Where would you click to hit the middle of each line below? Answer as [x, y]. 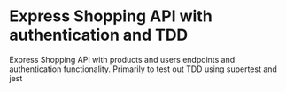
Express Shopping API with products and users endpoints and [122, 59]
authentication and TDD [99, 35]
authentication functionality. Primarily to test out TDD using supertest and [143, 69]
